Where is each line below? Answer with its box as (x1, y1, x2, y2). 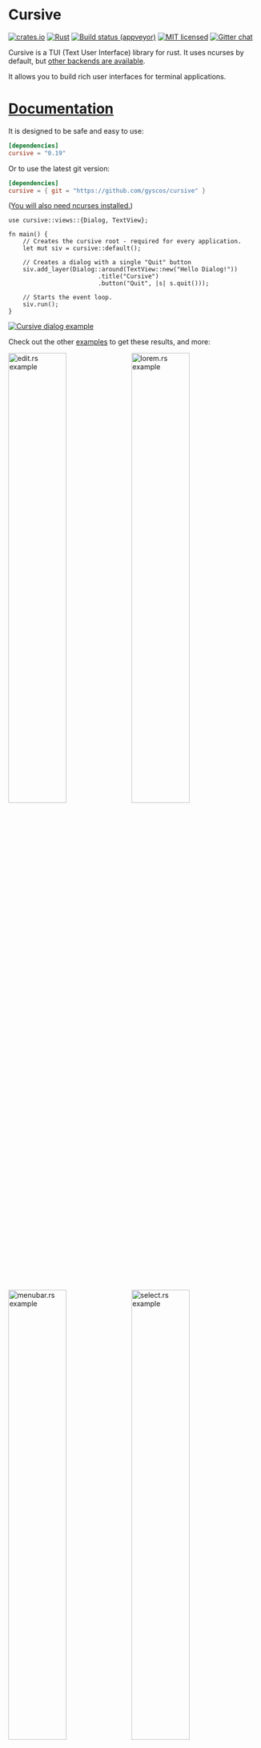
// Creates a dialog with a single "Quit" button (22, 259, 192, 267)
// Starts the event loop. (22, 294, 113, 302)
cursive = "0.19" (8, 149, 66, 157)
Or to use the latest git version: (8, 163, 110, 173)
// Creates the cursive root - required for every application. (22, 238, 242, 246)
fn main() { (8, 231, 48, 239)
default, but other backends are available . (8, 56, 146, 66)
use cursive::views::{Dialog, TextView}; (8, 216, 149, 225)
